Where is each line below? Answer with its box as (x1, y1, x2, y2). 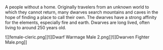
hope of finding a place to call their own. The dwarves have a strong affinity (5, 15, 157, 20)
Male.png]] (5, 39, 27, 45)
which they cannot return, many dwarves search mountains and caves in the (5, 9, 159, 15)
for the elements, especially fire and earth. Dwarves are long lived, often (5, 19, 150, 25)
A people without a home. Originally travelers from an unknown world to (5, 4, 149, 10)
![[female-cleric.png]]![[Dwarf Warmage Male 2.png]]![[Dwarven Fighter (5, 34, 150, 40)
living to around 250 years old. (5, 25, 67, 31)
